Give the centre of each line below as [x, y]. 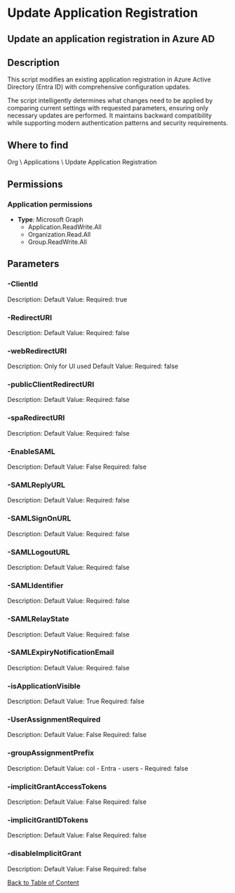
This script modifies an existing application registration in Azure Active [109, 79]
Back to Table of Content [43, 882]
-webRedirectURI [37, 351]
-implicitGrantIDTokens [48, 820]
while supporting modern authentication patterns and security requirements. [118, 123]
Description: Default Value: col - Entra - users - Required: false [98, 768]
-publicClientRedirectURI [51, 384]
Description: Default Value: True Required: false [76, 701]
